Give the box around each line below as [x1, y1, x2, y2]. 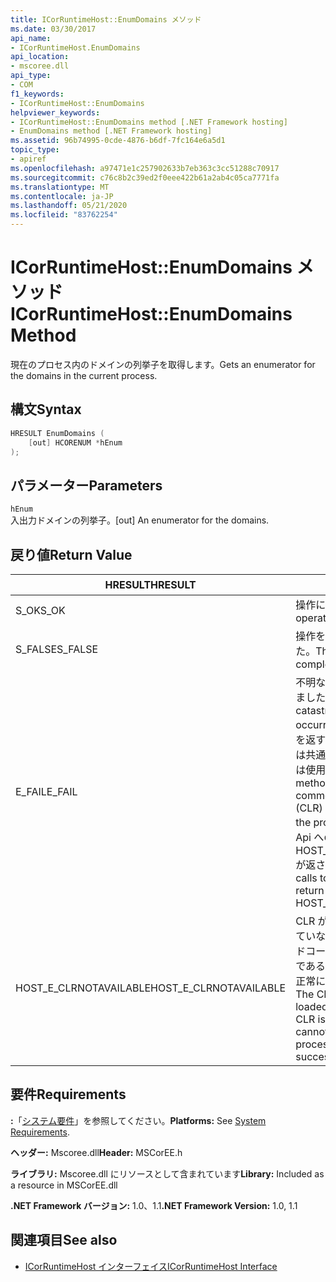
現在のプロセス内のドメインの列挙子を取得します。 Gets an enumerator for [10, 358, 316, 370]
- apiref [10, 154, 47, 164]
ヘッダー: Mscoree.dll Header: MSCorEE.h [10, 1146, 183, 1158]
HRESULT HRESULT [104, 578, 197, 591]
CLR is [295, 1012, 326, 1026]
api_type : [10, 71, 52, 81]
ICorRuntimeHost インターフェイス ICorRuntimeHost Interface [24, 1260, 278, 1272]
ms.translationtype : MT [10, 182, 110, 192]
